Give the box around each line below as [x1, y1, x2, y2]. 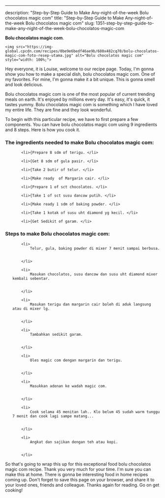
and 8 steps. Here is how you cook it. [5, 127, 81, 133]
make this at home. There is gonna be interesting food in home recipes [5, 471, 148, 477]
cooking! [5, 487, 23, 493]
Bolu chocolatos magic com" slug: [25, 20, 95, 26]
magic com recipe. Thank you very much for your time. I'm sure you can [5, 466, 151, 472]
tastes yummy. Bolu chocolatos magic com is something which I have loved [5, 102, 158, 107]
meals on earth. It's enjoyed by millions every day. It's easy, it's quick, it [5, 96, 150, 102]
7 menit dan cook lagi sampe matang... [12, 413, 94, 418]
